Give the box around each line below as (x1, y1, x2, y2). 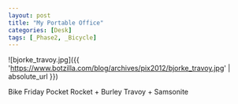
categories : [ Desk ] (8, 26, 73, 34)
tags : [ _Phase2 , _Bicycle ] (8, 33, 97, 42)
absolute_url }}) (8, 72, 59, 81)
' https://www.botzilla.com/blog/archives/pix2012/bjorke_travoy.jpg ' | (8, 64, 231, 73)
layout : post (8, 11, 51, 20)
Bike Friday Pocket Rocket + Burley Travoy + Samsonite (8, 87, 189, 97)
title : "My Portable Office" (8, 19, 104, 27)
